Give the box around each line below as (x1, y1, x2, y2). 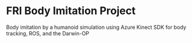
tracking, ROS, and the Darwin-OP (6, 29, 90, 37)
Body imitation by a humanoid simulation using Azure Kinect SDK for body (6, 24, 187, 31)
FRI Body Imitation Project (6, 4, 136, 18)
